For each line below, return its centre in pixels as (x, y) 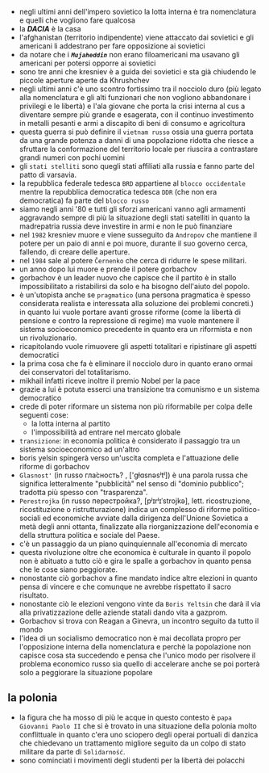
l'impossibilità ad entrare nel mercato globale (106, 432)
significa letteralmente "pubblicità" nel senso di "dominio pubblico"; (132, 483)
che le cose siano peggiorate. (68, 569)
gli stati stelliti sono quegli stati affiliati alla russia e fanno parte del (137, 166)
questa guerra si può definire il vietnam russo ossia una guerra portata (136, 132)
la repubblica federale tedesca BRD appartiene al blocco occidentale (132, 183)
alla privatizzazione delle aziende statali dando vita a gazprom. (123, 612)
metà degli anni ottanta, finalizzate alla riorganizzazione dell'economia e (139, 527)
